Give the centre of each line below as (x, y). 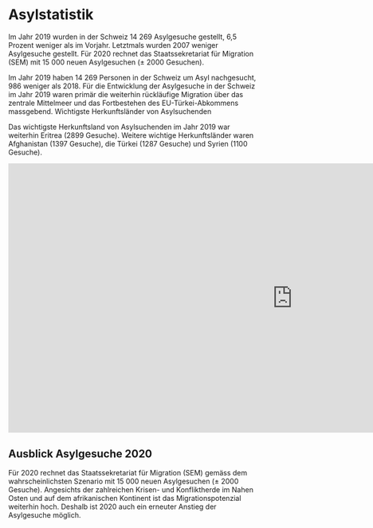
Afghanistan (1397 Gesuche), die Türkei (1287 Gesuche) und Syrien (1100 (128, 143)
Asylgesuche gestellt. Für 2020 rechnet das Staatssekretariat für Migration (131, 53)
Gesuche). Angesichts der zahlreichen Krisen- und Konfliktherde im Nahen (131, 490)
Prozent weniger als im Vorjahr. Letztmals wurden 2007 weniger (113, 45)
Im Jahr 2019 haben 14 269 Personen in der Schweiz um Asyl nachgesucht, (132, 77)
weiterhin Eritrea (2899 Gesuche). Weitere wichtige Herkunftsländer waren (131, 135)
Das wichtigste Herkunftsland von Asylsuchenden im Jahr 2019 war (119, 127)
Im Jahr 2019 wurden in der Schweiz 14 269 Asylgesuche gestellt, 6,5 (123, 37)
